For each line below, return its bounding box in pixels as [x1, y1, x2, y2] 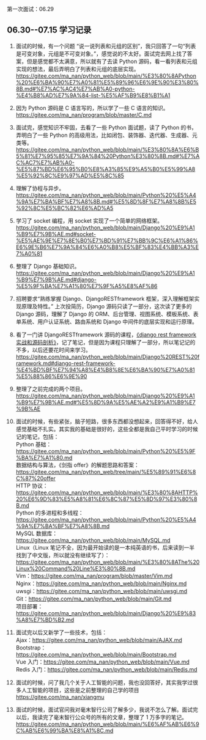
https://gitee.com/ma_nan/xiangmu [15, 693, 105, 700]
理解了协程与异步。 [15, 184, 65, 191]
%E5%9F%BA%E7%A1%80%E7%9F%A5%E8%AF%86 [15, 282, 158, 289]
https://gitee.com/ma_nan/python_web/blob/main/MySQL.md [15, 536, 171, 544]
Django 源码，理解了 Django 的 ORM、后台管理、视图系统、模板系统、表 [15, 310, 199, 317]
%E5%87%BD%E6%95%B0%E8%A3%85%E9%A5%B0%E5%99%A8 [15, 165, 196, 172]
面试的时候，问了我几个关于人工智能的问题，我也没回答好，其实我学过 [15, 678, 193, 686]
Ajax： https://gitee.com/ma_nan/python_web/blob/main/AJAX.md [15, 636, 182, 643]
